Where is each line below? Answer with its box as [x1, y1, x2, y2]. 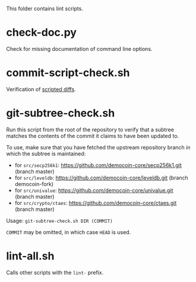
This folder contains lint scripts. [6, 5, 83, 12]
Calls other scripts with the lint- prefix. [6, 269, 104, 276]
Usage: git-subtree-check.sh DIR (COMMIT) [6, 217, 113, 224]
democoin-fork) [14, 180, 54, 187]
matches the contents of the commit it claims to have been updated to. [6, 132, 179, 139]
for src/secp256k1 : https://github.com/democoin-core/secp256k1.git [14, 161, 182, 168]
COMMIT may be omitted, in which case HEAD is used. [6, 228, 131, 236]
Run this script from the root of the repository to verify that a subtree [6, 126, 174, 133]
